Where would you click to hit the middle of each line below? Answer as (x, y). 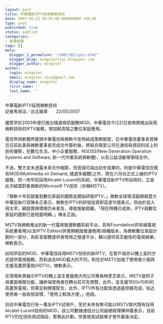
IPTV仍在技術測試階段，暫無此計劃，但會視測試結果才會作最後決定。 (73, 317)
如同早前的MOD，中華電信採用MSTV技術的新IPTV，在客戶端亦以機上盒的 (78, 253)
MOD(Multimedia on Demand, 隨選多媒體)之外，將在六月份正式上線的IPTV (83, 174)
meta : (10, 50)
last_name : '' (24, 91)
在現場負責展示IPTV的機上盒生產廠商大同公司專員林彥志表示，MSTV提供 (78, 276)
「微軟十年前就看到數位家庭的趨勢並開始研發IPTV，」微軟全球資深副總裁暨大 (81, 196)
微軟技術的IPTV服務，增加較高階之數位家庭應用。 (55, 129)
